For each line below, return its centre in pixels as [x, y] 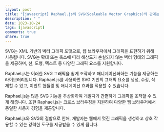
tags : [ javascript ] [25, 28]
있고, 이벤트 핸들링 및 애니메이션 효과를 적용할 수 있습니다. [75, 85]
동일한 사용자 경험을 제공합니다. [35, 108]
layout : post [18, 9]
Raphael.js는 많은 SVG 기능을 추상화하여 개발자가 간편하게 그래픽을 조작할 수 [78, 96]
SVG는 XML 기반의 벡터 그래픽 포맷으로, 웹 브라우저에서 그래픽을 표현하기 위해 [80, 51]
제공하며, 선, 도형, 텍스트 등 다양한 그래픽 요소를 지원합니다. [67, 63]
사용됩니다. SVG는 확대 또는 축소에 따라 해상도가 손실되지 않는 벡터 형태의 [75, 57]
